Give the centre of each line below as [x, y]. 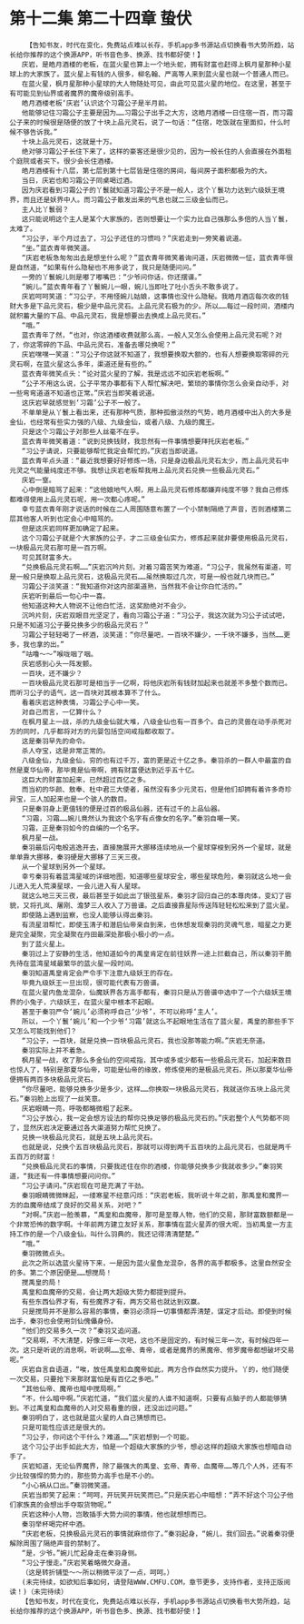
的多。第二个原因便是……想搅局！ [61, 1273]
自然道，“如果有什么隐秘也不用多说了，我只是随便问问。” [106, 267]
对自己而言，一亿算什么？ [62, 712]
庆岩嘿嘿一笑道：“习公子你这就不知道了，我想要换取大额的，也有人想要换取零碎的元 [155, 354]
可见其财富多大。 [49, 557]
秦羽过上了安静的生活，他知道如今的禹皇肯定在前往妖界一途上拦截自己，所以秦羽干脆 [157, 953]
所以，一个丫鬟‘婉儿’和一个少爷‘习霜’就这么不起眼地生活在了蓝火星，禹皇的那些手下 [158, 1021]
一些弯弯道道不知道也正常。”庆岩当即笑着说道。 [84, 393]
